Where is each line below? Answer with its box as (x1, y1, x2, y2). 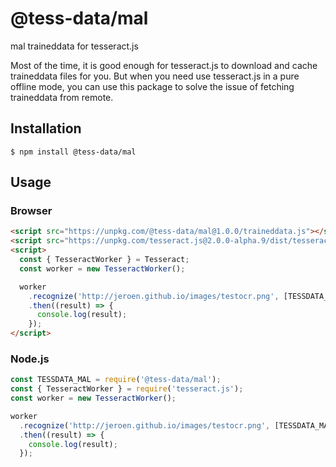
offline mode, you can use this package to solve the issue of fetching (10, 80, 295, 92)
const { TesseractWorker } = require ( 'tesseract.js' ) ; (10, 384, 244, 394)
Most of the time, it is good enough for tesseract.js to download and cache (10, 59, 318, 71)
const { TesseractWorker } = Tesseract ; (19, 255, 190, 265)
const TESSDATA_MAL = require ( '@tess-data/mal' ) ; (10, 375, 222, 385)
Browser (10, 204, 53, 218)
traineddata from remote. (10, 91, 114, 103)
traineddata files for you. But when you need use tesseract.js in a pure (10, 70, 300, 82)
